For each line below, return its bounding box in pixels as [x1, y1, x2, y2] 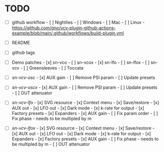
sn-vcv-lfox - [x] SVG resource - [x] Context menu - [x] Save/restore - [11, 125, 155, 131]
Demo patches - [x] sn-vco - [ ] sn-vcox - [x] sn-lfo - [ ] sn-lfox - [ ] [11, 60, 150, 66]
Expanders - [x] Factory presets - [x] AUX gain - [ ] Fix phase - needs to [11, 136, 159, 142]
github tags [11, 50, 35, 56]
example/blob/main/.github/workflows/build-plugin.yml [11, 30, 124, 36]
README [11, 40, 31, 45]
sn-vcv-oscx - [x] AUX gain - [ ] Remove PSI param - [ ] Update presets [11, 84, 158, 90]
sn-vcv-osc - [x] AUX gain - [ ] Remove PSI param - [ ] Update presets [11, 75, 155, 80]
